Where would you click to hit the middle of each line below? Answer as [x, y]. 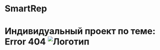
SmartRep [26, 9]
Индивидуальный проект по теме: [80, 31]
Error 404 [25, 42]
